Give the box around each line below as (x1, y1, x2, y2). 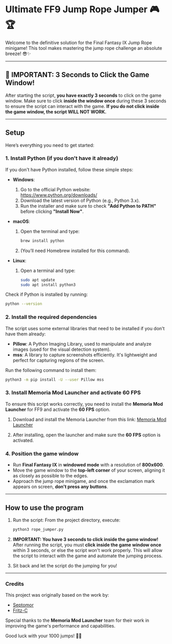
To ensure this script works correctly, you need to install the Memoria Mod (5, 401, 163, 407)
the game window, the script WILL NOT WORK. (5, 109, 106, 115)
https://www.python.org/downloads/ (20, 192, 97, 198)
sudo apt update (20, 277, 55, 282)
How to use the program (5, 503, 84, 512)
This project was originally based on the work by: (5, 592, 109, 598)
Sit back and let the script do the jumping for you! (12, 562, 118, 568)
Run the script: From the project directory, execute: (12, 517, 121, 523)
